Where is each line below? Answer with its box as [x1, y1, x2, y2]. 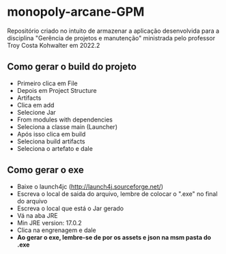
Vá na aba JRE [16, 211, 58, 219]
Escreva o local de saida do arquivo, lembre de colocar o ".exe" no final [16, 189, 218, 198]
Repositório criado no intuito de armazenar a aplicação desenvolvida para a [7, 27, 220, 35]
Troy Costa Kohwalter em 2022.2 [7, 41, 100, 49]
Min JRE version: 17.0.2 [16, 218, 82, 227]
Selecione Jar [16, 108, 56, 116]
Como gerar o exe [7, 165, 84, 176]
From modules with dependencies [16, 115, 113, 124]
